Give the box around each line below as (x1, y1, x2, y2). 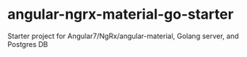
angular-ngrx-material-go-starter (7, 5, 234, 23)
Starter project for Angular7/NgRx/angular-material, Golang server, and (7, 31, 239, 41)
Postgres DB (7, 39, 48, 48)
